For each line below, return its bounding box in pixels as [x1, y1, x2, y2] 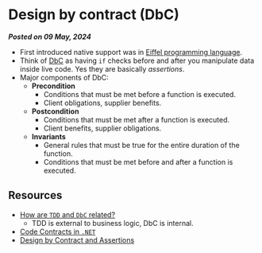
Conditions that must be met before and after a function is [43, 157, 233, 166]
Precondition [31, 81, 75, 91]
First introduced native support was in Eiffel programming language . [19, 47, 243, 56]
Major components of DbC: [19, 72, 109, 82]
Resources [8, 189, 63, 202]
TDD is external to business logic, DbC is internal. [31, 218, 194, 228]
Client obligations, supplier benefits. [43, 98, 162, 107]
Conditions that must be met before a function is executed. [43, 89, 237, 99]
